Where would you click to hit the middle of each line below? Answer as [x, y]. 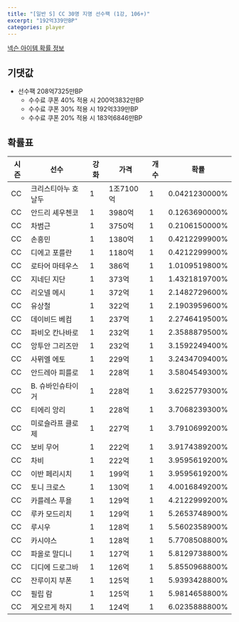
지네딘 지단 [48, 279]
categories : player [36, 27]
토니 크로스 [48, 487]
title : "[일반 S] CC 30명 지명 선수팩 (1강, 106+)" [79, 14]
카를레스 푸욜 [52, 500]
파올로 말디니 [52, 554]
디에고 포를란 [52, 253]
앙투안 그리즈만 [55, 346]
